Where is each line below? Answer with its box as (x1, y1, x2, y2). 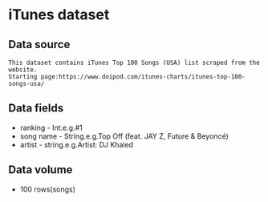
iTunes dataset (8, 6, 110, 24)
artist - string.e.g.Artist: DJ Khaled (19, 139, 134, 149)
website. (8, 66, 38, 74)
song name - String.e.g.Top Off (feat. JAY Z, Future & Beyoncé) (19, 131, 229, 141)
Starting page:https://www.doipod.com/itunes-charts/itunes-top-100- (8, 73, 246, 81)
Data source (8, 38, 71, 51)
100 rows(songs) (19, 184, 76, 194)
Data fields (8, 102, 64, 115)
